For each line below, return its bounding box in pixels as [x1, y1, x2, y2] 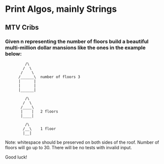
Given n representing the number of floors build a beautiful [5, 38, 149, 45]
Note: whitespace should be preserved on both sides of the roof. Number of [5, 139, 159, 145]
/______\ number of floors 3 [18, 74, 80, 80]
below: [5, 50, 22, 57]
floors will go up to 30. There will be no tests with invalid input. [5, 144, 132, 150]
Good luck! [5, 154, 28, 160]
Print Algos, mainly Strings [5, 3, 117, 15]
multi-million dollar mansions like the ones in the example [5, 44, 146, 51]
